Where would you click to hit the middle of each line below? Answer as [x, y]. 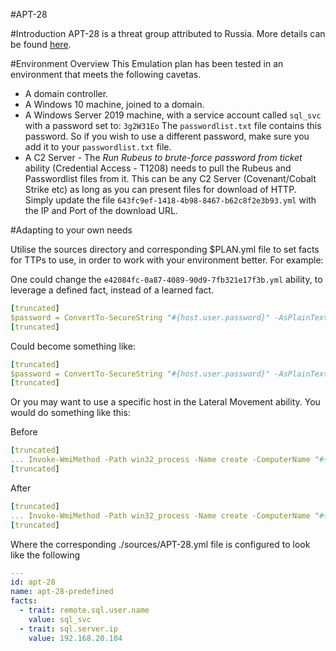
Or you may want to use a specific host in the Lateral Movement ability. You [165, 402]
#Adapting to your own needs [71, 230]
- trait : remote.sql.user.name [84, 610]
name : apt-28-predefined [62, 592]
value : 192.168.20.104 [75, 638]
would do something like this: [70, 413]
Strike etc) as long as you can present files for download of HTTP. [160, 189]
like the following [45, 555]
